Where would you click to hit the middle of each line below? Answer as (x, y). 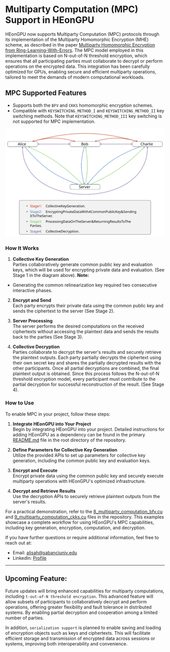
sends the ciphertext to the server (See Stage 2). (63, 311)
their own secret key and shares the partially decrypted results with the (87, 363)
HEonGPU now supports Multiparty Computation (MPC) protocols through (82, 34)
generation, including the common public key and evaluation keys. (81, 460)
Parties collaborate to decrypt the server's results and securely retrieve (87, 352)
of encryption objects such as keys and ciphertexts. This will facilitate (78, 633)
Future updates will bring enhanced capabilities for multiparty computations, (85, 591)
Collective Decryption (36, 347)
